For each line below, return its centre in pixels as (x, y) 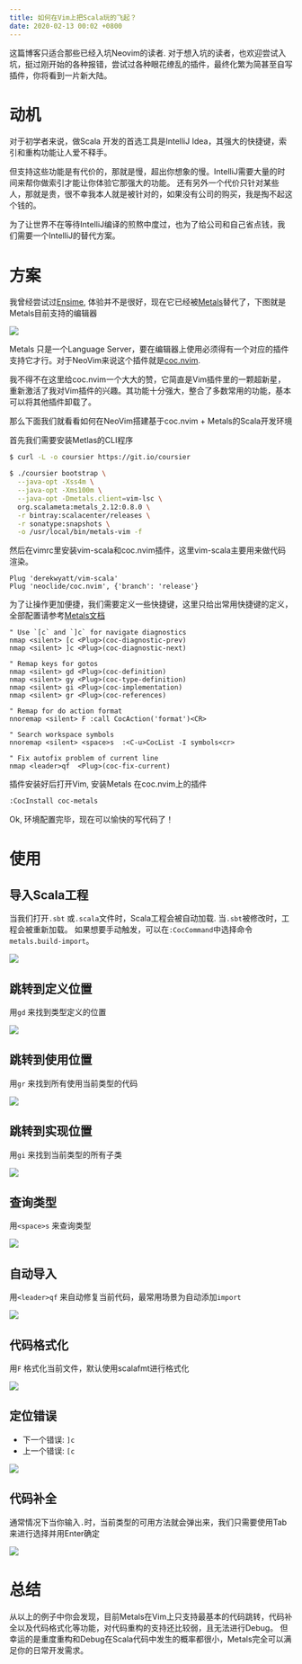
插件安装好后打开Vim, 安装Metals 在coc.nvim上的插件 (108, 784)
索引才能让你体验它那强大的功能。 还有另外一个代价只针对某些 (164, 183)
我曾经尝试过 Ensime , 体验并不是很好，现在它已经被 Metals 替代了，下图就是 (147, 302)
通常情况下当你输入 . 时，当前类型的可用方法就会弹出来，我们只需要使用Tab (148, 1522)
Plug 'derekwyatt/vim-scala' (64, 579)
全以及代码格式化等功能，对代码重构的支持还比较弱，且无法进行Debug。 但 (149, 1627)
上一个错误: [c (49, 1450)
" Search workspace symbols (62, 735)
